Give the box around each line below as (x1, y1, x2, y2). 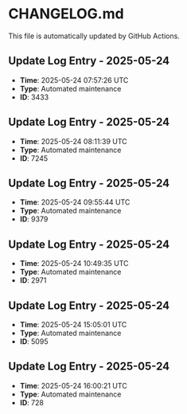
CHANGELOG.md (8, 5, 125, 23)
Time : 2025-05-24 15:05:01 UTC (19, 320, 127, 329)
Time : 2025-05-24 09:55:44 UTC (19, 197, 131, 207)
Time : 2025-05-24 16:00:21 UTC (19, 381, 127, 390)
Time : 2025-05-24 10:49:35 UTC (19, 259, 129, 268)
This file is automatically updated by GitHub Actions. (8, 31, 181, 41)
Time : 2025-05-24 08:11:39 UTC (19, 136, 127, 146)
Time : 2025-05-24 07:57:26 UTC (19, 75, 129, 84)
